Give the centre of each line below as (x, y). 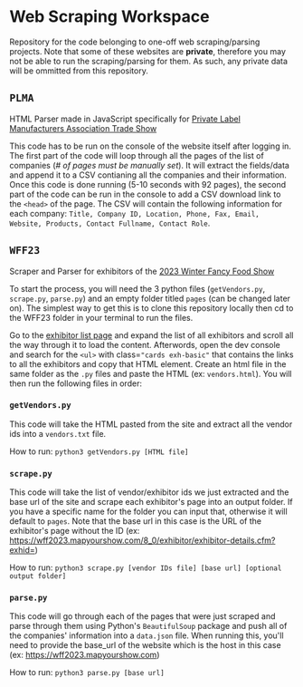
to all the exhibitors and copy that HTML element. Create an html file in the (148, 363)
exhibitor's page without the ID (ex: (75, 531)
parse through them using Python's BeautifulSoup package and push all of (148, 626)
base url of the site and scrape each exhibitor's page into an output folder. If (151, 502)
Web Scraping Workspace (109, 17)
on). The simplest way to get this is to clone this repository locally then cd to (151, 308)
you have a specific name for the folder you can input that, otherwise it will (148, 512)
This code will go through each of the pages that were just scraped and (142, 616)
